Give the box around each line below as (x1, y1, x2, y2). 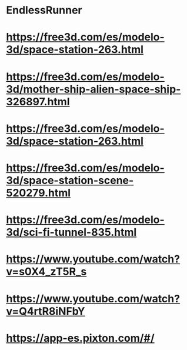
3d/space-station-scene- (6, 174, 134, 187)
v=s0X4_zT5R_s (6, 265, 87, 278)
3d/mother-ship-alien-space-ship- (6, 82, 181, 96)
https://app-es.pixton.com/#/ (6, 331, 155, 345)
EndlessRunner (6, 4, 82, 17)
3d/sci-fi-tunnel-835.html (6, 226, 137, 239)
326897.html (6, 95, 70, 108)
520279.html (6, 186, 71, 199)
